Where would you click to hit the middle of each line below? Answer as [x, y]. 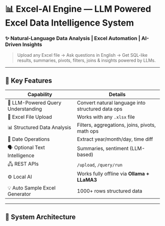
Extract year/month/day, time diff [115, 139]
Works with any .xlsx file [106, 117]
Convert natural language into [111, 103]
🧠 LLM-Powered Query [34, 103]
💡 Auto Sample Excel [31, 188]
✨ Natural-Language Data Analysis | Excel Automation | [73, 38]
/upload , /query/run [100, 164]
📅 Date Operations [29, 139]
